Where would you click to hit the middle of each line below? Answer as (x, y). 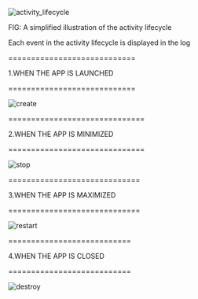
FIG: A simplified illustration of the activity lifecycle (90, 27)
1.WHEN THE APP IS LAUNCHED (61, 73)
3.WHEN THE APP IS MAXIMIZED (62, 195)
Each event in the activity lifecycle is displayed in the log (99, 42)
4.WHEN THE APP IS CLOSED (56, 256)
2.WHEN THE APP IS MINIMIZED (61, 134)
